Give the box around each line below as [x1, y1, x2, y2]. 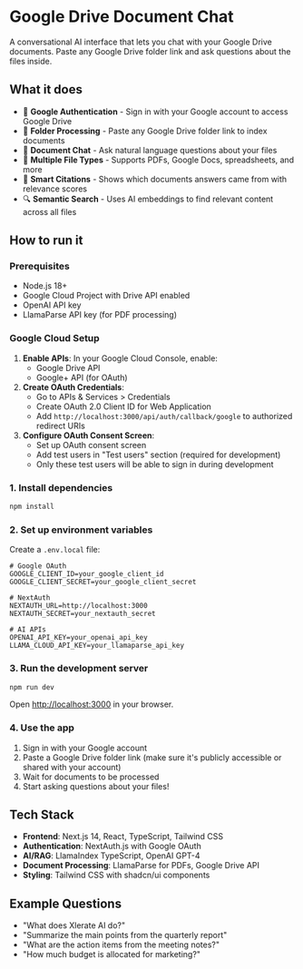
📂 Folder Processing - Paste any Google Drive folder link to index [22, 125, 268, 136]
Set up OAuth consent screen [35, 439, 147, 450]
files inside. [9, 55, 53, 66]
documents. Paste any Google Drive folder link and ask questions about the [9, 45, 291, 56]
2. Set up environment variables [9, 524, 153, 536]
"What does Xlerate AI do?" [22, 920, 126, 931]
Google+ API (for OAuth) [35, 372, 129, 383]
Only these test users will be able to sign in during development [35, 458, 274, 469]
